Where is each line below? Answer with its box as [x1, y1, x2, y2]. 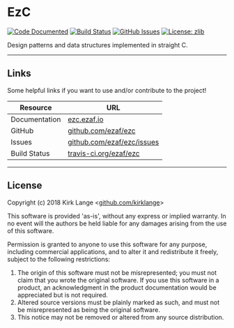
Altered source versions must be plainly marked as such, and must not [17, 298, 220, 306]
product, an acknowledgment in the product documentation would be [17, 283, 217, 292]
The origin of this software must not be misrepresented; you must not [17, 268, 217, 276]
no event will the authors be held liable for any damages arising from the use [7, 219, 227, 228]
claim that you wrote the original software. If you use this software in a [17, 276, 219, 284]
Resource [19, 103, 52, 112]
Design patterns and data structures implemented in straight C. [7, 40, 188, 49]
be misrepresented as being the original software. [17, 305, 160, 314]
